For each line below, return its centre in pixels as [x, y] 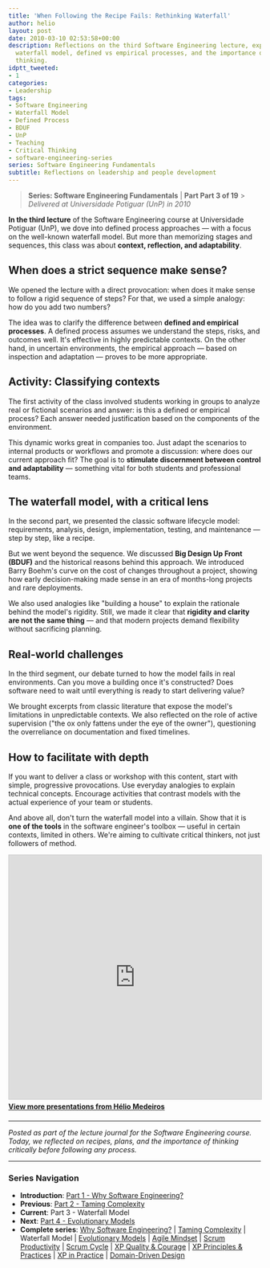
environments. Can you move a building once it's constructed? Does [121, 682]
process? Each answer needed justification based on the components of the [134, 418]
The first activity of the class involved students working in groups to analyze [134, 401]
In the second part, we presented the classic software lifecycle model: [124, 521]
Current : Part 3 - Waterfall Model [75, 1213]
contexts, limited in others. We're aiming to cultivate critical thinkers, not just [134, 835]
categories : [28, 83]
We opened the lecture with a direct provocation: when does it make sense [132, 289]
